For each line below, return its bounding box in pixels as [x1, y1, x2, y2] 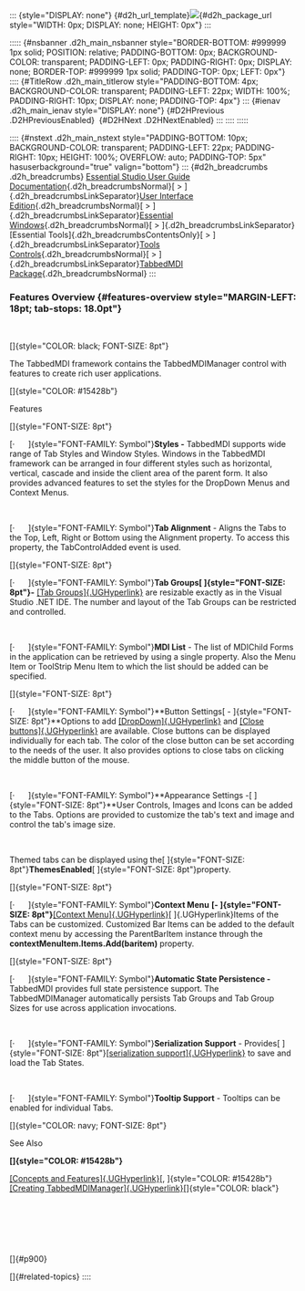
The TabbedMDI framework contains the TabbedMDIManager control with [9, 359, 287, 370]
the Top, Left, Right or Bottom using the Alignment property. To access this [9, 532, 290, 543]
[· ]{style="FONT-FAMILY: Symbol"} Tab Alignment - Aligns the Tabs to [9, 523, 287, 534]
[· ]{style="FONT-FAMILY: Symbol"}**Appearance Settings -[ [9, 790, 252, 801]
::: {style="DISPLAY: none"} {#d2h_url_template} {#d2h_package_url [9, 10, 272, 20]
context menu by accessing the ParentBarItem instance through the [9, 929, 263, 940]
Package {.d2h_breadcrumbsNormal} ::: [9, 268, 157, 278]
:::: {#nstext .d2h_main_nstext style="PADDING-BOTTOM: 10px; [9, 132, 249, 143]
